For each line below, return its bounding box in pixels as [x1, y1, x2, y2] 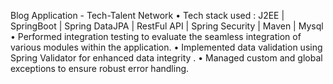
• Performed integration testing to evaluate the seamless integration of [10, 31, 302, 42]
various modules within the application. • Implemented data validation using [10, 41, 323, 53]
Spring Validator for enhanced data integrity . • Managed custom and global [10, 52, 323, 64]
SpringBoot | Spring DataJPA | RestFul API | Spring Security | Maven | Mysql [10, 20, 324, 32]
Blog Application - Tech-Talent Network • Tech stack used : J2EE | [10, 10, 285, 21]
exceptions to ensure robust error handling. [10, 63, 190, 74]
